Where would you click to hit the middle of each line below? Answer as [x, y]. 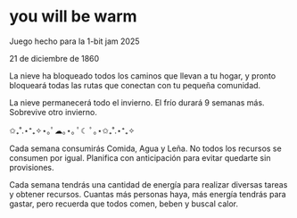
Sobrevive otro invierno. [54, 112]
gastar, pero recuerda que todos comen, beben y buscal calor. [124, 204]
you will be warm [73, 17]
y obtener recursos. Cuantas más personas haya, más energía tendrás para [148, 194]
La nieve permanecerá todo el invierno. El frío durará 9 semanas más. [137, 102]
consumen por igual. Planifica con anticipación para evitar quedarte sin [140, 157]
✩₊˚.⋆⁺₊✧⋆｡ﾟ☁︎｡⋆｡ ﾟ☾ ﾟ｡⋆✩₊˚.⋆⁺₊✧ [72, 130]
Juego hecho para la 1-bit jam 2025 [74, 41]
